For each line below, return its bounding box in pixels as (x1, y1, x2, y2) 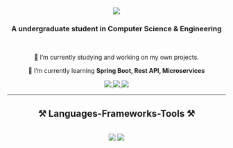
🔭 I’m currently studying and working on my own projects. (34, 53, 199, 62)
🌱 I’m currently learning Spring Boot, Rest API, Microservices (28, 67, 205, 75)
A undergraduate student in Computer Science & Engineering (11, 24, 222, 34)
